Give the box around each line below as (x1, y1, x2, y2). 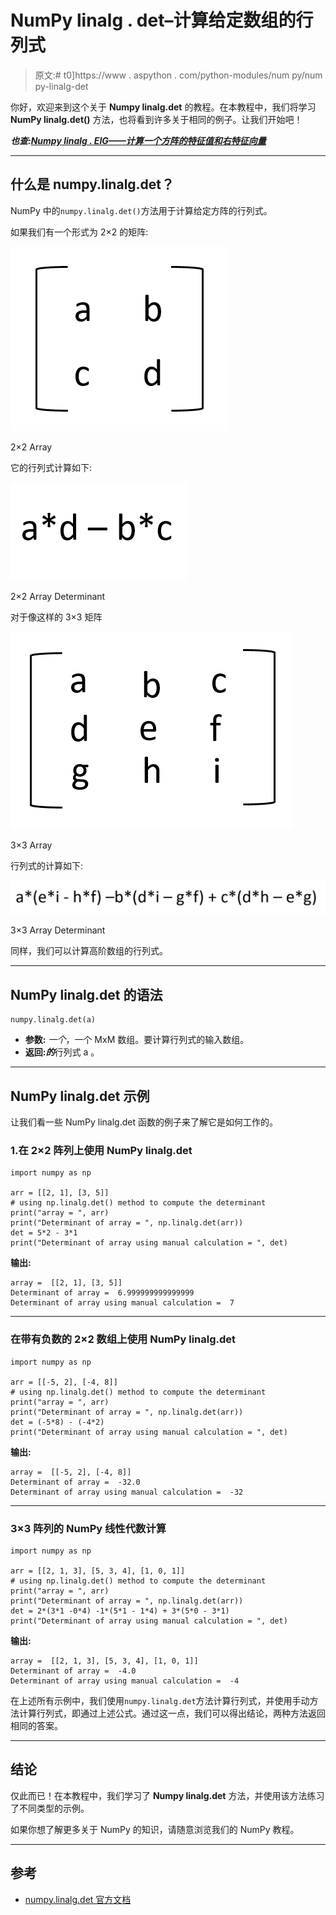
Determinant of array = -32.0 (10, 1477, 141, 1487)
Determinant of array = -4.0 (10, 1666, 137, 1676)
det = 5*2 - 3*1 (10, 1228, 78, 1238)
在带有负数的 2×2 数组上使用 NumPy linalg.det (10, 1332, 237, 1346)
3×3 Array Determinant (10, 924, 106, 936)
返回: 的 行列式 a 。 (24, 1046, 100, 1058)
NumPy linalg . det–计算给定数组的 (10, 9, 297, 32)
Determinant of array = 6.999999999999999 (10, 1288, 195, 1298)
